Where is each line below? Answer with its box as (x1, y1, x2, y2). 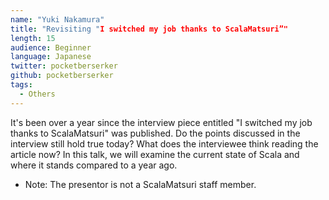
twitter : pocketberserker (10, 61, 118, 71)
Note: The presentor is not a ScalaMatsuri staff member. (24, 178, 257, 190)
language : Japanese (10, 52, 92, 62)
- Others (19, 89, 56, 99)
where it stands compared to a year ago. (10, 159, 178, 171)
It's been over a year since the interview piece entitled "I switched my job (10, 116, 313, 128)
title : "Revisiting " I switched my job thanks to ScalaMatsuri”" (10, 24, 289, 34)
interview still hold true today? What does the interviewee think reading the (10, 137, 319, 150)
